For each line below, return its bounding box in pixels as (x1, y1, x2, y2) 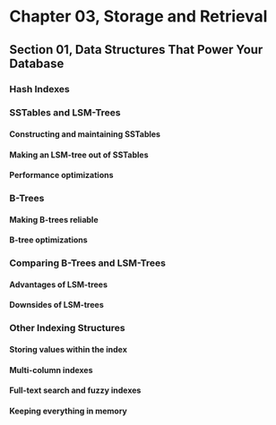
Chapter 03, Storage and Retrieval (9, 6, 268, 27)
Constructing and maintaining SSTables (9, 129, 161, 140)
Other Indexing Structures (9, 322, 125, 335)
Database (9, 55, 65, 71)
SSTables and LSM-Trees (9, 106, 121, 119)
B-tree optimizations (9, 234, 88, 245)
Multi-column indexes (9, 364, 93, 375)
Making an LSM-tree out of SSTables (9, 149, 149, 160)
